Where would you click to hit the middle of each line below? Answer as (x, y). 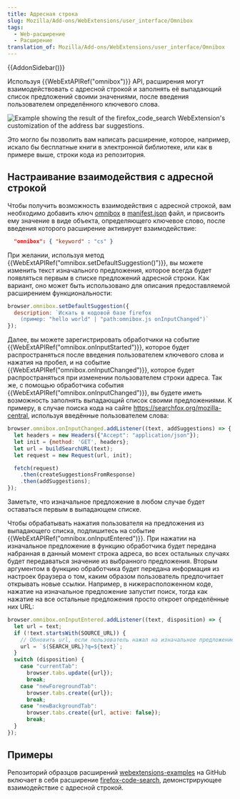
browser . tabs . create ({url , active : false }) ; (94, 713)
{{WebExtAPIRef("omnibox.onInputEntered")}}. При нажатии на (102, 539)
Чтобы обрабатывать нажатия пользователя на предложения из (106, 523)
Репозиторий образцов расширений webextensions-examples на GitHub (117, 772)
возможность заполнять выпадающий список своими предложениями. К (120, 400)
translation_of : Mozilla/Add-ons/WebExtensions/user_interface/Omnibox (116, 47)
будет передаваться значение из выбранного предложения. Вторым (112, 561)
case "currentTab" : (49, 666)
